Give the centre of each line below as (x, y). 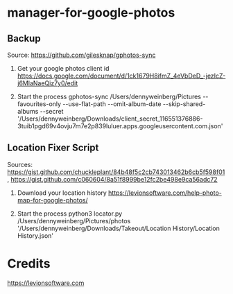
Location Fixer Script (53, 148)
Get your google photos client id (63, 68)
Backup (24, 38)
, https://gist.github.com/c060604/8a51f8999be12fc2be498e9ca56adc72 (112, 179)
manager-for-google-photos (91, 13)
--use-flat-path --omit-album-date (112, 104)
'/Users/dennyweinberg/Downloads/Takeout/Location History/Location (119, 228)
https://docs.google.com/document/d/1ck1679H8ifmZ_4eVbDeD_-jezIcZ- (121, 76)
